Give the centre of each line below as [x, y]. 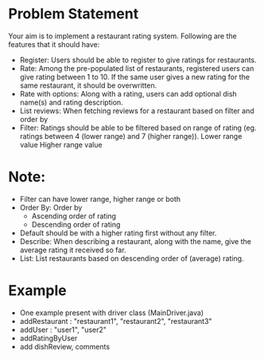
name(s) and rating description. [71, 102]
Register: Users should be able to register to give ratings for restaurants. [138, 60]
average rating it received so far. [73, 250]
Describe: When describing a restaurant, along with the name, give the [136, 241]
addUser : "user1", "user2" [63, 329]
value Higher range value [61, 144]
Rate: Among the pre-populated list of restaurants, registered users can [137, 68]
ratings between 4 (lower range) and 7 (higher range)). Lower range [131, 136]
